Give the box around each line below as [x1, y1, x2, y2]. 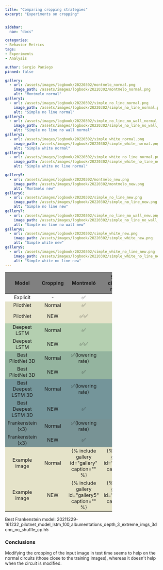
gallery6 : [5, 190, 25, 196]
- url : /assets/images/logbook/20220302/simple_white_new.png [9, 231, 138, 236]
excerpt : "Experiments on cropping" [5, 12, 79, 17]
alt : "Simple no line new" [14, 204, 68, 209]
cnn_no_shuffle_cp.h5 [5, 527, 49, 533]
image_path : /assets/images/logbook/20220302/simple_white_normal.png [14, 141, 160, 146]
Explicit [14, 294, 31, 301]
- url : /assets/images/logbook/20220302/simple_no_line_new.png [9, 195, 142, 200]
